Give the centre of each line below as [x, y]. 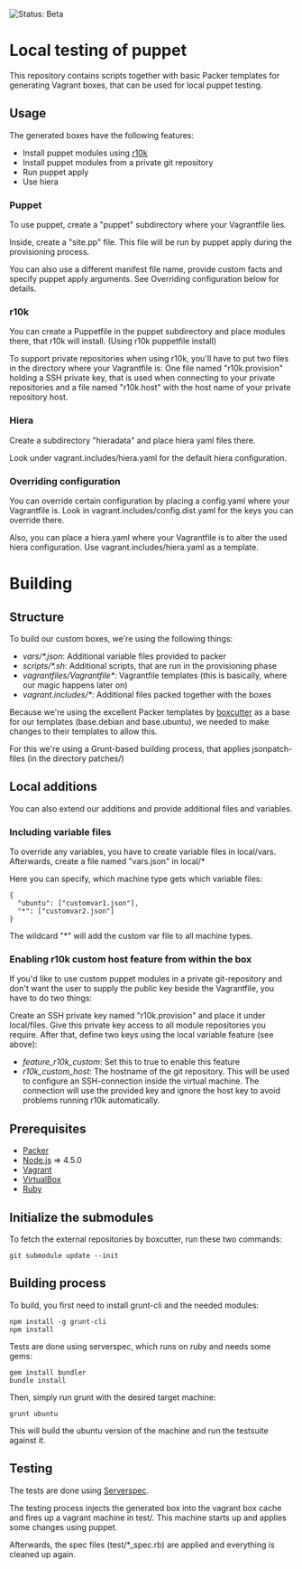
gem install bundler [48, 1372]
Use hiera [40, 182]
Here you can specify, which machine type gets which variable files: [136, 879]
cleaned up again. [43, 1554]
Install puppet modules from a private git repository [118, 162]
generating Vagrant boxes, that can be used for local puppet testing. [136, 85]
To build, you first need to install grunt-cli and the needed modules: [134, 1305]
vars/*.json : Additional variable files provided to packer [124, 656]
